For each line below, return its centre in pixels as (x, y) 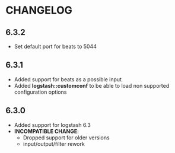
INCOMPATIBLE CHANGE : (46, 131)
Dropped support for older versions (66, 138)
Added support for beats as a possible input (68, 79)
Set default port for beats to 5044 (55, 46)
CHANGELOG (39, 10)
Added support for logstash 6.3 (52, 125)
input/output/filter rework (54, 144)
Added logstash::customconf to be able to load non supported (92, 85)
